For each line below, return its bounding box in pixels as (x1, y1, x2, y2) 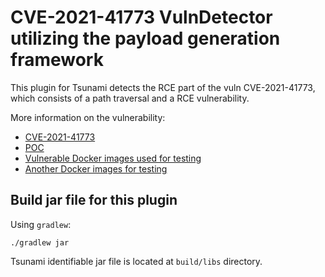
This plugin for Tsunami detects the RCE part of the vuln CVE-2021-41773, (10, 81, 316, 93)
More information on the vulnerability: (10, 111, 166, 123)
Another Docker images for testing (24, 162, 168, 175)
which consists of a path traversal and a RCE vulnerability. (10, 92, 250, 104)
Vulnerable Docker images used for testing (24, 152, 202, 164)
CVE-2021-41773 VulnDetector (10, 6, 273, 29)
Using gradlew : (10, 218, 72, 230)
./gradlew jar (10, 237, 70, 248)
